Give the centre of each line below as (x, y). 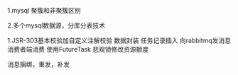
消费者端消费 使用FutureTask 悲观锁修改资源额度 (78, 49)
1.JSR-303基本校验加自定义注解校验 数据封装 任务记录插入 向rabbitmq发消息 (119, 40)
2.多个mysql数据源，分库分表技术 (56, 25)
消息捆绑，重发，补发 (38, 64)
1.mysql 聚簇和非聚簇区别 (44, 10)
